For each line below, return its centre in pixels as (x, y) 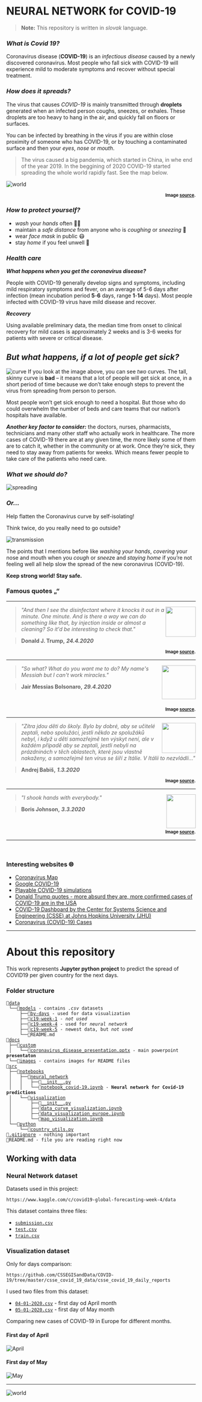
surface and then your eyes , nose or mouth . (60, 148)
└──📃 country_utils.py (47, 1129)
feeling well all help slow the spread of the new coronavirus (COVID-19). (95, 564)
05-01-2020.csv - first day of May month (65, 1309)
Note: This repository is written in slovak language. (84, 28)
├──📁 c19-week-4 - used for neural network (74, 1024)
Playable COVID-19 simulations (53, 890)
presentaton (21, 1056)
